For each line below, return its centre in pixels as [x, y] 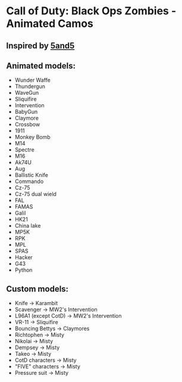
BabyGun [26, 112]
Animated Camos [50, 24]
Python [23, 270]
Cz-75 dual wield [35, 194]
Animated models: [41, 66]
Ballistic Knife [32, 175]
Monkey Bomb [32, 137]
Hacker [23, 257]
